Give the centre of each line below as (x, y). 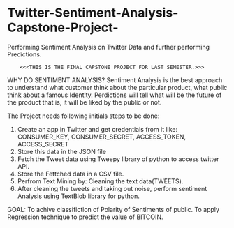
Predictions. (24, 54)
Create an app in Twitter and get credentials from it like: (97, 129)
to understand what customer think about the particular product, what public (117, 87)
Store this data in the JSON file (62, 151)
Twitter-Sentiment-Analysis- (93, 13)
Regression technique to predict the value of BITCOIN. (85, 217)
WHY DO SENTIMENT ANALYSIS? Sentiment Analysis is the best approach (115, 80)
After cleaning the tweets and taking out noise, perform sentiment (112, 188)
